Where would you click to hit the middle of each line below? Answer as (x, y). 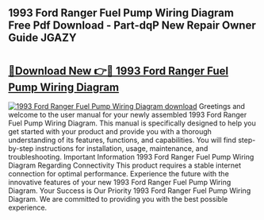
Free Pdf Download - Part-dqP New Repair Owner (132, 26)
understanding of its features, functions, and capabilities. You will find (122, 140)
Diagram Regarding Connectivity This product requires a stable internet (125, 165)
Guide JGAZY (42, 38)
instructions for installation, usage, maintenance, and (122, 149)
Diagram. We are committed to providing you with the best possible (118, 199)
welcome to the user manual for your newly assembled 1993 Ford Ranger (128, 115)
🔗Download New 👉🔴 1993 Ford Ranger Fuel (118, 71)
